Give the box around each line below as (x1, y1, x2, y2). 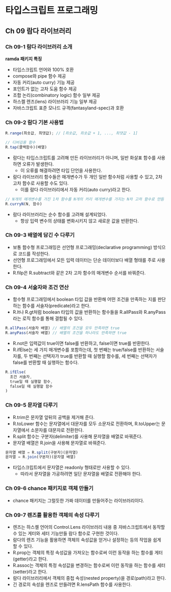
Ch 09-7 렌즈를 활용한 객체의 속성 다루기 (5, 511, 100, 519)
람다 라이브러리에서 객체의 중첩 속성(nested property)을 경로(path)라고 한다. (12, 575, 166, 581)
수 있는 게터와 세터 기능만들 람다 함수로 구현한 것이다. (12, 530, 119, 536)
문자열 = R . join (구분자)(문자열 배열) (5, 455, 76, 460)
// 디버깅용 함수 (5, 140, 36, 145)
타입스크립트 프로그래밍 (5, 5, 98, 16)
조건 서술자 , (10, 374, 32, 379)
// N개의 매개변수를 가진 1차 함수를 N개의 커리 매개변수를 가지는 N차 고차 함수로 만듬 (5, 196, 164, 202)
